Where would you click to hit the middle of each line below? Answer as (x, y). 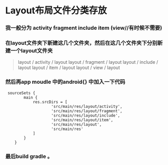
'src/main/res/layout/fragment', (87, 111)
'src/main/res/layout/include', (86, 115)
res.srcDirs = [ (50, 102)
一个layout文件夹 (31, 51)
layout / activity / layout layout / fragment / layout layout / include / (88, 62)
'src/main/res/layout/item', (82, 120)
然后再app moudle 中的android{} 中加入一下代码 (65, 82)
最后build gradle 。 (29, 156)
